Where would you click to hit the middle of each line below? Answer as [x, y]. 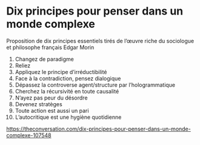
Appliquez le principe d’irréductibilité [61, 72]
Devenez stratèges [38, 104]
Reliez [23, 66]
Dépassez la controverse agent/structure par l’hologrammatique [95, 85]
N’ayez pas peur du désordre [51, 98]
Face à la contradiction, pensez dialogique [68, 78]
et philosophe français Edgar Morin [50, 47]
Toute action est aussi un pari [52, 110]
